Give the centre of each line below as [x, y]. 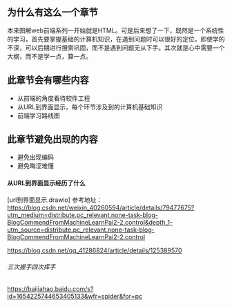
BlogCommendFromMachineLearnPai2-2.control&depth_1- [90, 222]
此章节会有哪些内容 [48, 81]
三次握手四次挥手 [31, 267]
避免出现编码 [35, 157]
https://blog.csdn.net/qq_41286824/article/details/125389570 [95, 250]
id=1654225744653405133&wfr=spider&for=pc [75, 296]
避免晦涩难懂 [35, 166]
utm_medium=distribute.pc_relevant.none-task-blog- [83, 215]
